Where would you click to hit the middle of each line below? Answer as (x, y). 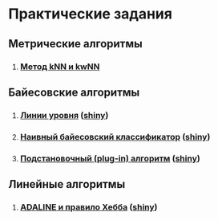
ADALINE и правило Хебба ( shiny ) (89, 207)
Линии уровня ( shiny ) (64, 115)
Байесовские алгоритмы (74, 92)
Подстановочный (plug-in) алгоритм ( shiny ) (110, 158)
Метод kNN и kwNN (60, 67)
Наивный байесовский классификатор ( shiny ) (115, 136)
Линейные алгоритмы (67, 184)
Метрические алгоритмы (75, 44)
